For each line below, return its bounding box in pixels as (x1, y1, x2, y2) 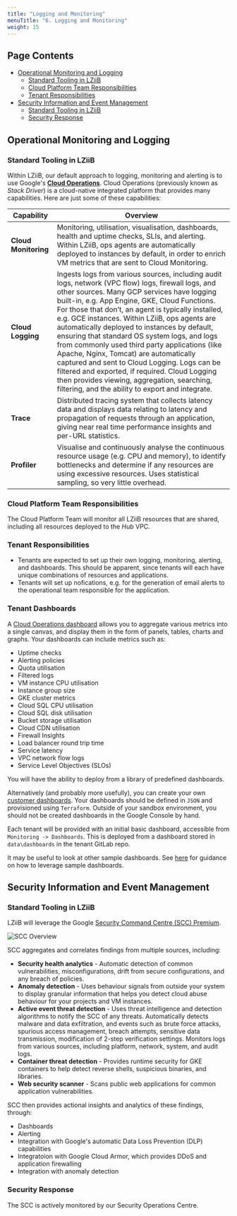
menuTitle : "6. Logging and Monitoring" (7, 17, 128, 24)
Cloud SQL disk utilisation (17, 708, 93, 717)
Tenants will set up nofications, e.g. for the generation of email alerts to (17, 579, 225, 587)
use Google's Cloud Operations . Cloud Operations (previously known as (7, 178, 219, 187)
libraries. (17, 1072, 44, 1081)
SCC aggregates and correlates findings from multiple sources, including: (7, 946, 221, 955)
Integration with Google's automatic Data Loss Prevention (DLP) (17, 1137, 203, 1145)
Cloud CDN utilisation (17, 724, 80, 732)
